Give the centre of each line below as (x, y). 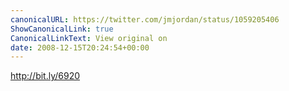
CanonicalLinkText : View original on (89, 38)
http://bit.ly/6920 (45, 76)
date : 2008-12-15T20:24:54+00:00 (80, 47)
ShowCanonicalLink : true (62, 29)
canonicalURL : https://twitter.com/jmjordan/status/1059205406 (145, 19)
